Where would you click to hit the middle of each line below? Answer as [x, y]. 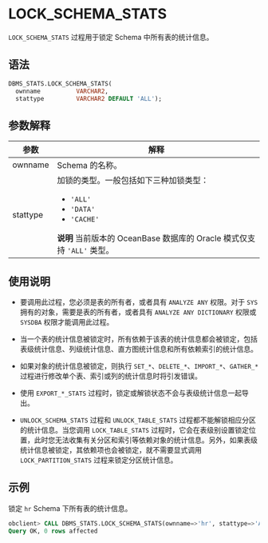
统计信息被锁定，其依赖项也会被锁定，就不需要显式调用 [110, 450]
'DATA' [83, 210]
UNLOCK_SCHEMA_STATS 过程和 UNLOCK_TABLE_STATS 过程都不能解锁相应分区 [138, 420]
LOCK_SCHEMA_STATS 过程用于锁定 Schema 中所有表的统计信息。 [111, 37]
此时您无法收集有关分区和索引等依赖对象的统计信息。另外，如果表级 [146, 440]
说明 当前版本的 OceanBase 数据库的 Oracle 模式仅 [152, 238]
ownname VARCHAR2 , [62, 91]
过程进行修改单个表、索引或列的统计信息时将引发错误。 [110, 376]
